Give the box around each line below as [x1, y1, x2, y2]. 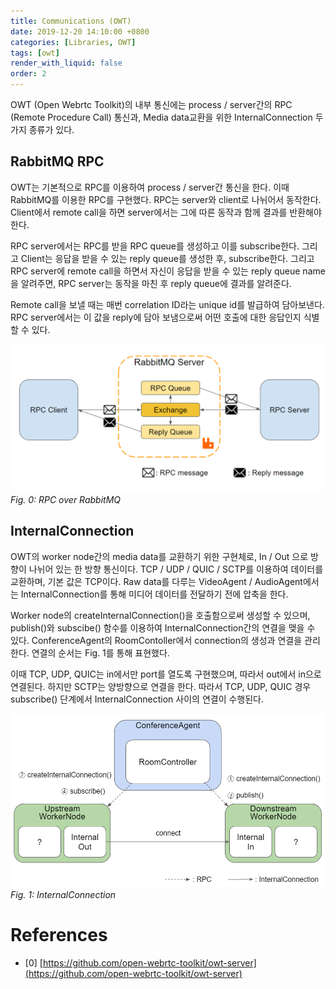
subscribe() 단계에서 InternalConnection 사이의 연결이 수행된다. [10, 693, 265, 705]
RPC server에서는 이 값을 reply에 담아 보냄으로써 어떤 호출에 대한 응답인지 [10, 311, 302, 323]
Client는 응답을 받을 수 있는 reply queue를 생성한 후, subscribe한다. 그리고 [20, 252, 315, 264]
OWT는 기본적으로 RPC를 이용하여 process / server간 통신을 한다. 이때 [10, 181, 290, 193]
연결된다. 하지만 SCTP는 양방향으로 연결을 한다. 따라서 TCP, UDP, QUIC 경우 [10, 680, 312, 692]
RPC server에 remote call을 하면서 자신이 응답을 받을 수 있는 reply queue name [10, 265, 326, 277]
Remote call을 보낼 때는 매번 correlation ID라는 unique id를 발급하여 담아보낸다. [10, 298, 325, 310]
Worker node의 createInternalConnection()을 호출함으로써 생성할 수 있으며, [10, 609, 311, 621]
